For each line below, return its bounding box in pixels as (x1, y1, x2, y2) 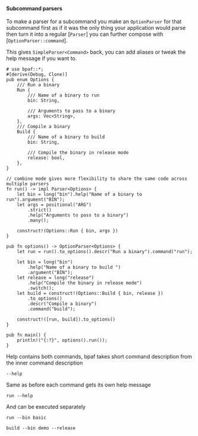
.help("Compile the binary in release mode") (27, 280, 143, 286)
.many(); (27, 217, 49, 223)
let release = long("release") (17, 275, 95, 281)
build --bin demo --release (6, 425, 76, 431)
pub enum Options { (6, 77, 55, 83)
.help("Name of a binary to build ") (27, 264, 121, 270)
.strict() (27, 207, 52, 213)
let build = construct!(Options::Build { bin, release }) (17, 291, 164, 297)
